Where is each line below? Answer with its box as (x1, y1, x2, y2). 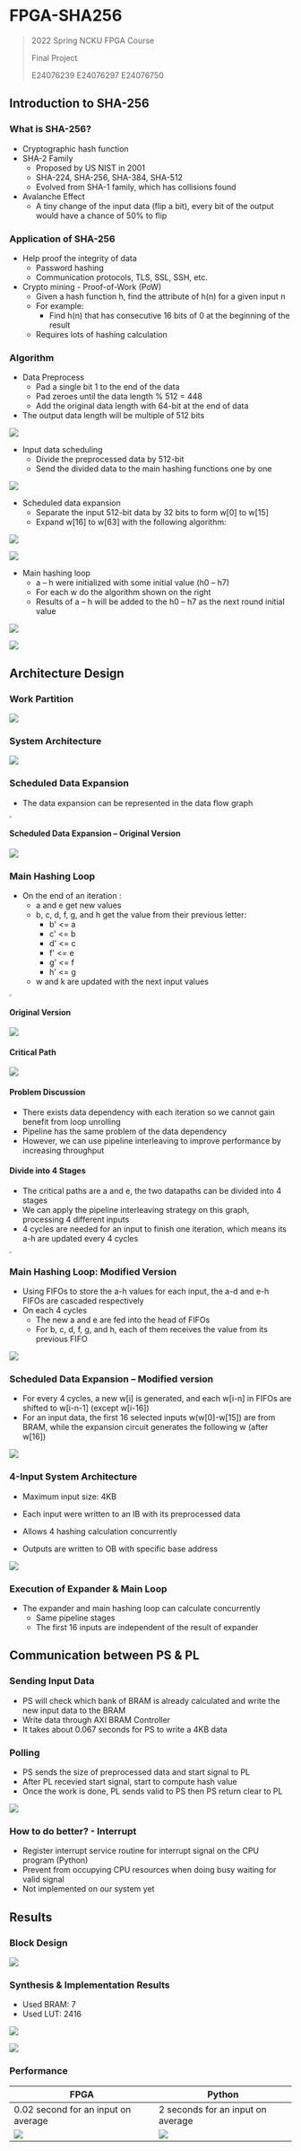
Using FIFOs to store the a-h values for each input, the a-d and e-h (21, 1286, 270, 1297)
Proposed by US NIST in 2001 (35, 162, 146, 173)
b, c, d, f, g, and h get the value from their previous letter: (35, 909, 247, 920)
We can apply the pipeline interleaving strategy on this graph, (21, 1204, 250, 1215)
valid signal (21, 1874, 64, 1885)
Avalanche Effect (21, 190, 85, 202)
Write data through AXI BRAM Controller (21, 1714, 171, 1725)
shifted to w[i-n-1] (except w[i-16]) (21, 1402, 150, 1414)
